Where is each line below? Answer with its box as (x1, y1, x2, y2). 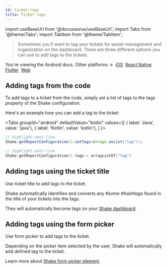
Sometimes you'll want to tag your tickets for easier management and (17, 41, 162, 47)
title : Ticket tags (5, 12, 46, 17)
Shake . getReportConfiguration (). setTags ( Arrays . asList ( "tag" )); (5, 140, 143, 145)
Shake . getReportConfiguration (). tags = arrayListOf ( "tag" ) (5, 153, 132, 158)
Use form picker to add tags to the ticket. (5, 233, 91, 239)
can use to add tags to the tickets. (17, 51, 89, 58)
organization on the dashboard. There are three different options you (17, 46, 160, 52)
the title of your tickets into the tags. (5, 195, 80, 201)
